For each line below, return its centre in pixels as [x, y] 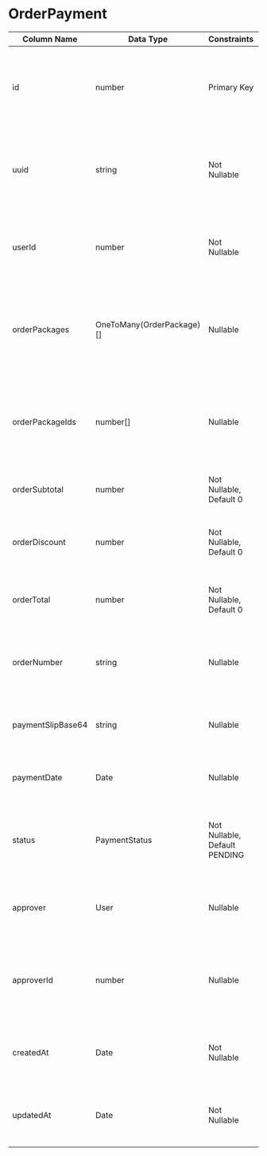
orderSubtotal [38, 489]
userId [24, 247]
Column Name [50, 39]
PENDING [226, 855]
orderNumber [38, 662]
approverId [33, 980]
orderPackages [41, 329]
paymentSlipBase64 [50, 725]
